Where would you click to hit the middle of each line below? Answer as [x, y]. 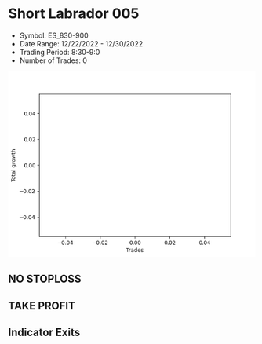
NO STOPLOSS [45, 279]
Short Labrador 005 [74, 14]
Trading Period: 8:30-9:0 [60, 52]
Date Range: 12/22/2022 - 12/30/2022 [81, 43]
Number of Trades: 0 [53, 60]
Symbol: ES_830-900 [54, 35]
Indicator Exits [44, 333]
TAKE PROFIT [42, 306]
